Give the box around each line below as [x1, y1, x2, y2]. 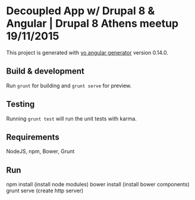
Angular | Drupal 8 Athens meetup [6, 17, 179, 30]
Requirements [6, 132, 59, 142]
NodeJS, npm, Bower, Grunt [6, 148, 75, 155]
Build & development [6, 66, 84, 77]
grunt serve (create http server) [6, 187, 84, 194]
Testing [6, 99, 35, 109]
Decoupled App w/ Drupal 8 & [6, 4, 155, 18]
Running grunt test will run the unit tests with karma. [6, 115, 137, 122]
